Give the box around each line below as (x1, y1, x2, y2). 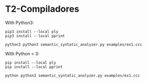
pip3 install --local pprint (5, 33, 65, 38)
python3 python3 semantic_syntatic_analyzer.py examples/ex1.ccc (5, 42, 142, 47)
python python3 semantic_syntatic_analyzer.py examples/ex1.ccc (5, 73, 140, 78)
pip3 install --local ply (5, 29, 58, 34)
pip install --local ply (5, 60, 56, 65)
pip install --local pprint (5, 64, 63, 69)
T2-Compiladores (5, 3, 79, 15)
